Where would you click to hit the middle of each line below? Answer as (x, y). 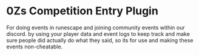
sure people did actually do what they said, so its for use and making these (100, 40)
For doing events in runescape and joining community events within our (96, 27)
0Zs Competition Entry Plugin (83, 11)
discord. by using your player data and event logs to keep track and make (98, 33)
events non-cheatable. (35, 47)
